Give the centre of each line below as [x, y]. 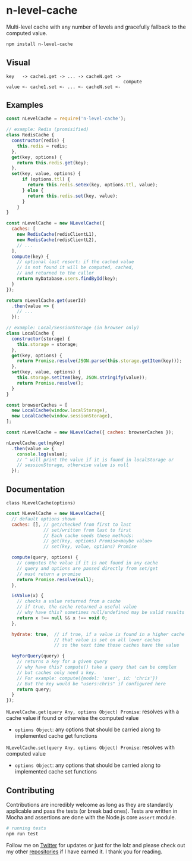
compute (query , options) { [45, 557]
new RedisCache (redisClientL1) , [57, 235]
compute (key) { [30, 257]
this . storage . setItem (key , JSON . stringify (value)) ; [82, 378]
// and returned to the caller [56, 273]
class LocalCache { [30, 333]
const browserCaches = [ [37, 405]
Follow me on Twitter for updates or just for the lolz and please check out [96, 845]
